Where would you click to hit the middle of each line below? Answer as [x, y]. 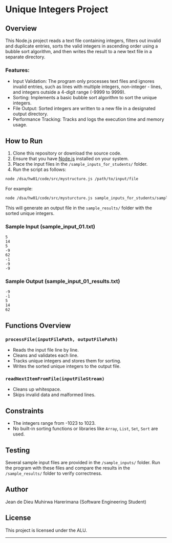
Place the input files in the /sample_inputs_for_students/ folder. [80, 164]
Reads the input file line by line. [46, 350]
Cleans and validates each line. [46, 355]
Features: [17, 70]
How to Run [24, 141]
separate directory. [25, 57]
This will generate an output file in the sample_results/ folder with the [79, 208]
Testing [18, 450]
